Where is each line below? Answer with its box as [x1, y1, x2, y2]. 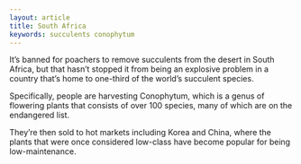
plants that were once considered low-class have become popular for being [9, 136, 291, 148]
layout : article [9, 13, 70, 22]
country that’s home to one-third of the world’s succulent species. [9, 73, 254, 84]
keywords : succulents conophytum [9, 30, 135, 39]
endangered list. [9, 109, 70, 121]
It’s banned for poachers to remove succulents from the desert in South [9, 55, 275, 65]
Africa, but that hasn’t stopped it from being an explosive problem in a [9, 64, 269, 74]
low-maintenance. [9, 146, 77, 157]
